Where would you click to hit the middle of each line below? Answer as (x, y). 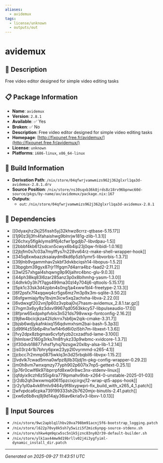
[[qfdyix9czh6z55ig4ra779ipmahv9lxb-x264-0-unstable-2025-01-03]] (83, 375)
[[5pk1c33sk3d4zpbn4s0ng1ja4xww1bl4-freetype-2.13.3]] (70, 287)
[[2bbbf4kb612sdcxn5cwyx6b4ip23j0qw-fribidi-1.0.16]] (67, 246)
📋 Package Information (41, 97)
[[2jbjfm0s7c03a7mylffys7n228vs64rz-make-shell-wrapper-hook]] (79, 251)
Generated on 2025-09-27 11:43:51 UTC (45, 456)
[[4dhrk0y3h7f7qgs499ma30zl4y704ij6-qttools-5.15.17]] (68, 282)
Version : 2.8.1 (27, 116)
